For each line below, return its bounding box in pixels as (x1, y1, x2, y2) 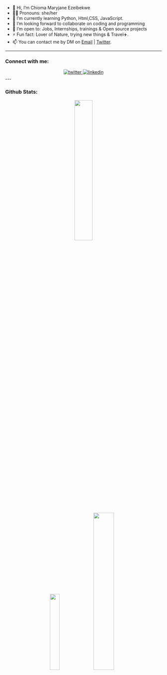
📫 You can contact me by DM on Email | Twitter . (12, 39, 112, 45)
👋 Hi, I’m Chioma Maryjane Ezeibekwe (12, 5, 90, 10)
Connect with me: (5, 58, 49, 65)
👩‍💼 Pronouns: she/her (12, 10, 58, 16)
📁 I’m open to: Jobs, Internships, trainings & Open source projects (12, 26, 148, 32)
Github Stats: (5, 89, 38, 96)
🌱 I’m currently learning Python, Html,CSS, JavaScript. (12, 15, 124, 21)
